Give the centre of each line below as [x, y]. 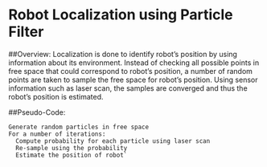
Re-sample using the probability [72, 148]
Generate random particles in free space [79, 127]
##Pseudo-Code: [37, 112]
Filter [26, 32]
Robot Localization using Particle [121, 15]
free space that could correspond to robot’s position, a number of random [131, 71]
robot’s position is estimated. [56, 96]
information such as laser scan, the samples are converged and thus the [128, 88]
